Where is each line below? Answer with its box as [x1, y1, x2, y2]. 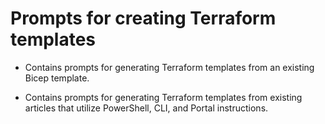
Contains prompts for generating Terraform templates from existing [24, 91, 303, 103]
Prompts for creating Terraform [10, 7, 277, 30]
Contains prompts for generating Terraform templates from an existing [24, 61, 315, 73]
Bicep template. [24, 72, 90, 84]
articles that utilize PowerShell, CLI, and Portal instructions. [24, 102, 269, 114]
